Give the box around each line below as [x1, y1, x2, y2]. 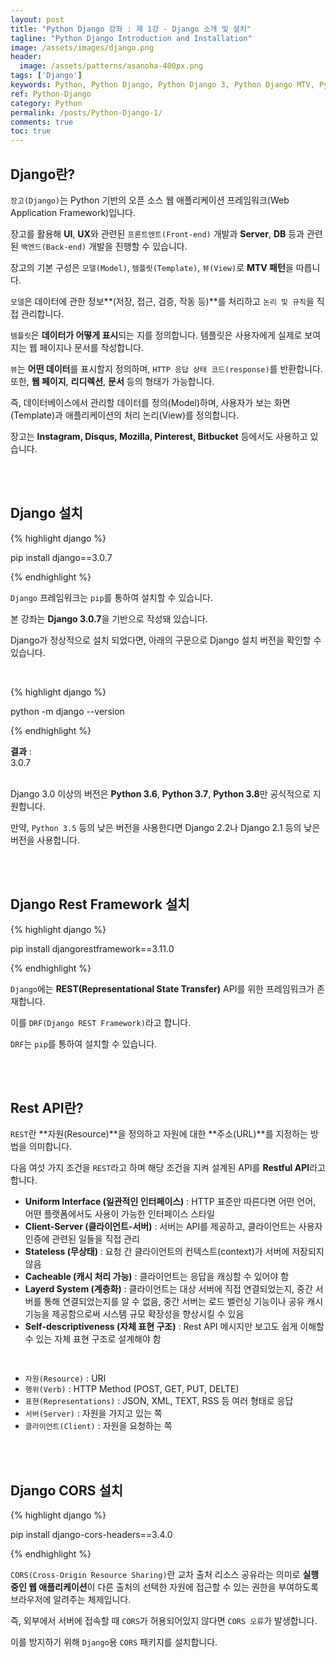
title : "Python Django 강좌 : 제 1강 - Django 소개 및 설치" [10, 24, 252, 34]
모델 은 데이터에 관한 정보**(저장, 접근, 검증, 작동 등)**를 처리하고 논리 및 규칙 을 [10, 295, 315, 307]
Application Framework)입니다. [10, 206, 136, 218]
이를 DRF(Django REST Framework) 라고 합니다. [10, 1016, 192, 1028]
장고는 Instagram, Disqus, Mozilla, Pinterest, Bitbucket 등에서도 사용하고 [10, 430, 308, 442]
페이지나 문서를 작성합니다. [39, 341, 144, 353]
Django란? [10, 166, 76, 183]
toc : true [10, 126, 52, 136]
